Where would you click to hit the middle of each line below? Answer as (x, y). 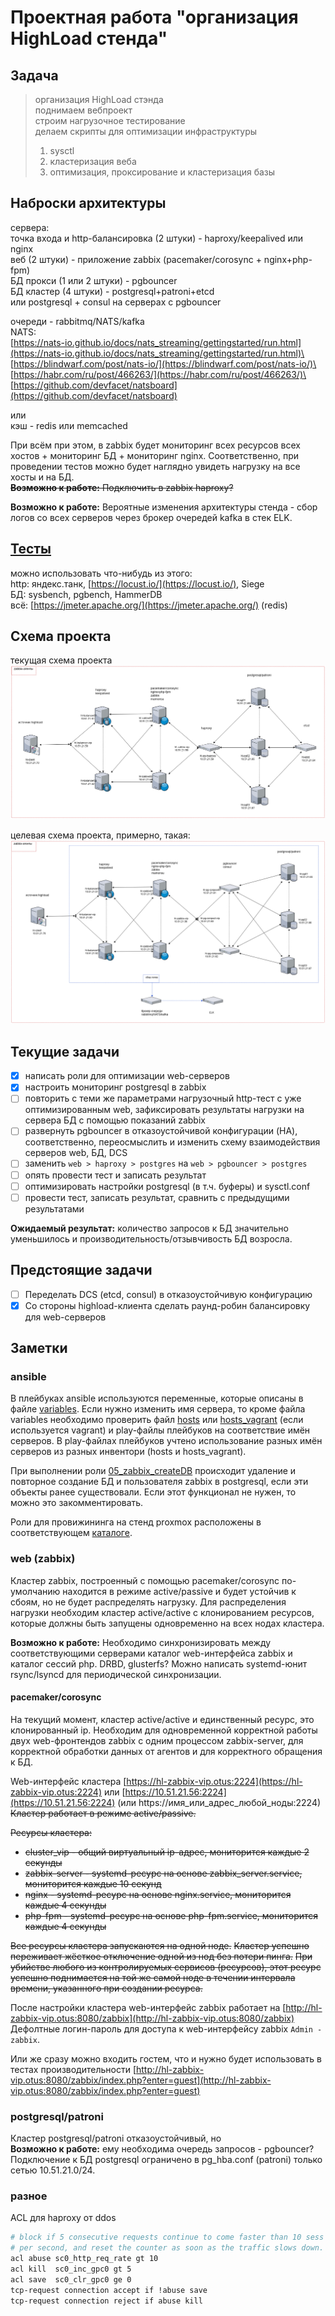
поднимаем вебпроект (83, 110)
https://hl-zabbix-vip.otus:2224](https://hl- (214, 1781)
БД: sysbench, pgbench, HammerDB (86, 594)
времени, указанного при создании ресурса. (106, 1988)
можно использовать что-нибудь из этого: (101, 573)
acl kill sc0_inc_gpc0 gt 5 (71, 2269)
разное (29, 2196)
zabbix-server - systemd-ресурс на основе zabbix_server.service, (163, 1873)
